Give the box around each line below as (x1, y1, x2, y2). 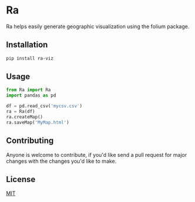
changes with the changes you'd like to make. (6, 158, 117, 165)
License (6, 174, 36, 184)
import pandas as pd (6, 93, 57, 98)
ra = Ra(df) (6, 109, 35, 115)
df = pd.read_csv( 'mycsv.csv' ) (6, 103, 83, 109)
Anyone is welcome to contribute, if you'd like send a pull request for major (6, 151, 187, 158)
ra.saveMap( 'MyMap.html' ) (6, 119, 69, 125)
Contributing (6, 136, 54, 146)
